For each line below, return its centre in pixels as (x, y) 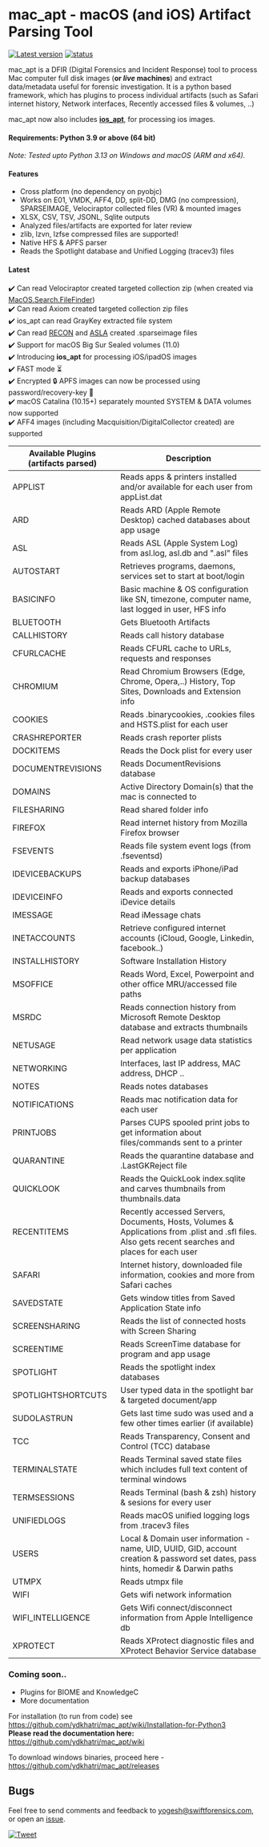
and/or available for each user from (186, 487)
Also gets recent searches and (177, 1241)
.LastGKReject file (153, 1165)
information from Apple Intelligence (187, 1618)
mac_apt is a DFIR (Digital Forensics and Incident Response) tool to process (133, 69)
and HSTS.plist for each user (174, 724)
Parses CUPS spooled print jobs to (185, 1122)
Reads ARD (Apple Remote (170, 509)
